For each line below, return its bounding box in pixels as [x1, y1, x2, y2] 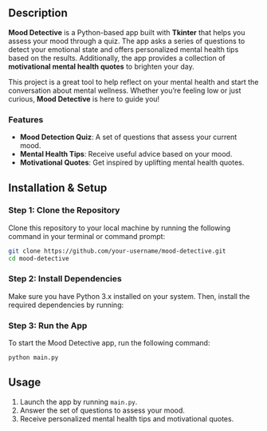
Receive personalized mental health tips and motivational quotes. [19, 413, 234, 423]
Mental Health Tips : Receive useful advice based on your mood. [19, 150, 233, 159]
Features [8, 114, 44, 125]
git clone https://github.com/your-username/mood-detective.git [8, 247, 226, 255]
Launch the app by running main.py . [19, 397, 138, 406]
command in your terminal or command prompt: [8, 231, 166, 241]
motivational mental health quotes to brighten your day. [8, 62, 194, 71]
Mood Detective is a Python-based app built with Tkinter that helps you [8, 27, 245, 37]
